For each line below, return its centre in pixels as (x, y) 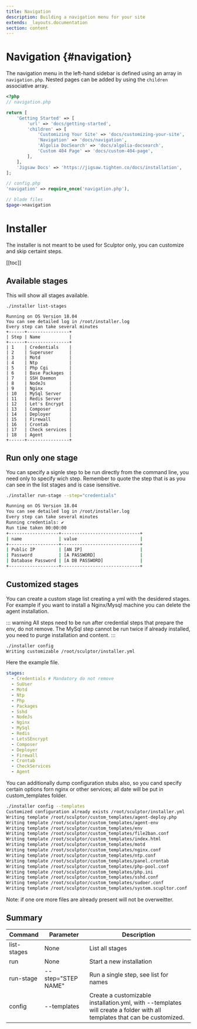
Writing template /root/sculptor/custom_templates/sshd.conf (82, 877)
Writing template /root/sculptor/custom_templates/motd (76, 845)
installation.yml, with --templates (135, 1003)
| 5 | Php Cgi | (39, 368)
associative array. (27, 86)
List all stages (108, 948)
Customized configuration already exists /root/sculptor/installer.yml (95, 812)
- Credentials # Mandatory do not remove (63, 679)
